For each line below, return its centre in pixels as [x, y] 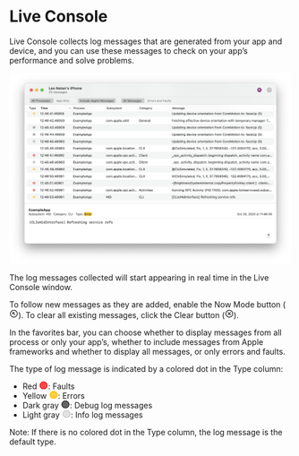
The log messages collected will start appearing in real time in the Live [139, 278]
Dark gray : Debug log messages [87, 406]
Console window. [41, 288]
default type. [33, 442]
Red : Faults [48, 386]
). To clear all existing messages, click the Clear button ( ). [128, 315]
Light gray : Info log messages [82, 415]
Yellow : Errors [53, 396]
